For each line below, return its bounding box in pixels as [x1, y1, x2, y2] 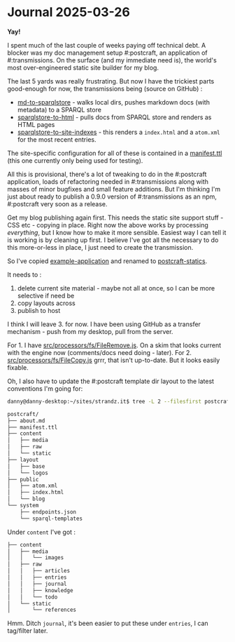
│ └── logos [7, 469, 49, 476]
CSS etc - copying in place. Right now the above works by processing [7, 220, 208, 229]
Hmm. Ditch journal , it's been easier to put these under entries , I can [7, 619, 208, 628]
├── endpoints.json [20, 508, 77, 516]
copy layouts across [17, 299, 76, 307]
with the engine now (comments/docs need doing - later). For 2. [7, 348, 192, 356]
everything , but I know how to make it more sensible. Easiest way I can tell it [7, 228, 227, 236]
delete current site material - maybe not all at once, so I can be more [17, 283, 215, 292]
